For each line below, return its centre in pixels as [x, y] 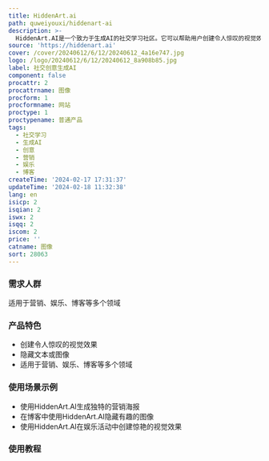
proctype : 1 [28, 113]
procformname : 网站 [40, 105]
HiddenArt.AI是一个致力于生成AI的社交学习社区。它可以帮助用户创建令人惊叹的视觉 [136, 38]
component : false [37, 75]
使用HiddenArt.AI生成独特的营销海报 [80, 406]
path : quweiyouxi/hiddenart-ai [60, 23]
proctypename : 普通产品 [45, 120]
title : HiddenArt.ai [43, 16]
